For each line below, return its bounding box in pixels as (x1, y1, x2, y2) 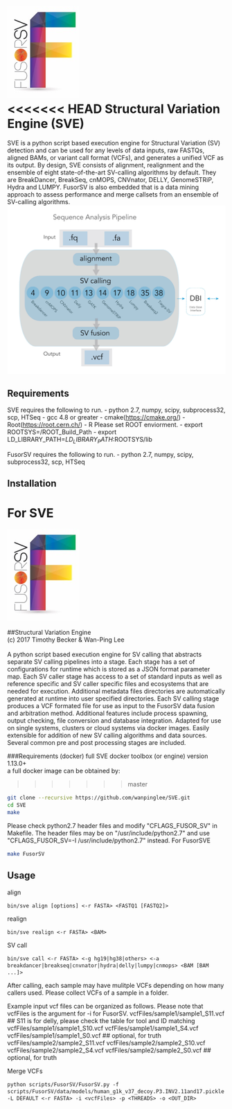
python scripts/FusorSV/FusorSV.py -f (7, 1081, 119, 1088)
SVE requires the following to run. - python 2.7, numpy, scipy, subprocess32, (7, 406, 226, 414)
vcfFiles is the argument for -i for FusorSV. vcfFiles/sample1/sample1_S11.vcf (7, 1009, 225, 1018)
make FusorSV (7, 850, 45, 857)
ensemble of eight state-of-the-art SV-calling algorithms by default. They (7, 168, 217, 177)
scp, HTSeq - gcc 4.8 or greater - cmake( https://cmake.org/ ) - (7, 413, 186, 422)
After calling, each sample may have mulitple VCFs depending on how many (7, 981, 224, 989)
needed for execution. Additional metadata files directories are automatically (7, 687, 225, 696)
